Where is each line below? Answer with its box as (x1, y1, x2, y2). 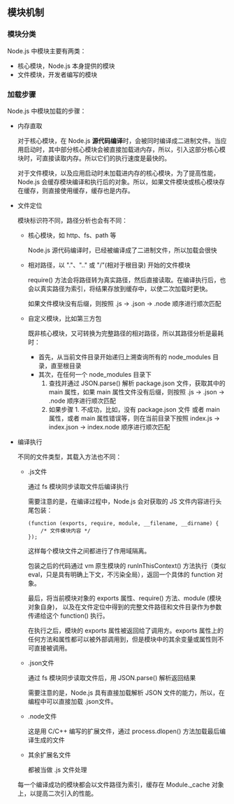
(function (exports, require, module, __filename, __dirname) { (27, 520, 219, 527)
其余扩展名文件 (27, 750, 71, 758)
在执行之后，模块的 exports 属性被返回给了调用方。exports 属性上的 (27, 626, 224, 635)
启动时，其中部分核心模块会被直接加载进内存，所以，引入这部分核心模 (23, 145, 226, 153)
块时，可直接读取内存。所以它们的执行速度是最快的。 (17, 153, 171, 162)
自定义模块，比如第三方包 (27, 314, 102, 322)
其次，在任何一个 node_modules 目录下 (38, 370, 152, 378)
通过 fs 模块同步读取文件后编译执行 (27, 482, 129, 490)
